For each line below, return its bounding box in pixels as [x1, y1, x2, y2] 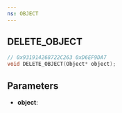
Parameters [7, 80, 59, 92]
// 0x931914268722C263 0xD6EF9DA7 [7, 54, 107, 61]
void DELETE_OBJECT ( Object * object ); [7, 60, 116, 68]
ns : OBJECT [7, 10, 39, 17]
